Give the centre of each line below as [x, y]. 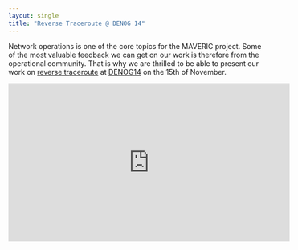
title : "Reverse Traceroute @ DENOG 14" [77, 23]
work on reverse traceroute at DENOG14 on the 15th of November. [117, 72]
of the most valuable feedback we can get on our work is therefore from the [134, 55]
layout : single [34, 16]
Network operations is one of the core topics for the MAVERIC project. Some [135, 46]
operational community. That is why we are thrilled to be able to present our [134, 63]
